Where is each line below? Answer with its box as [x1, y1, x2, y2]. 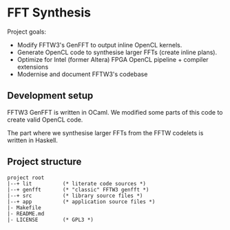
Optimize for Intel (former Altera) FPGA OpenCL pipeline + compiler [17, 55, 209, 63]
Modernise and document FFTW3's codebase [17, 70, 148, 78]
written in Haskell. [7, 136, 59, 144]
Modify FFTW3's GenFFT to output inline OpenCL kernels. [17, 41, 182, 49]
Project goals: [7, 27, 47, 36]
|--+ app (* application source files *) [7, 198, 156, 205]
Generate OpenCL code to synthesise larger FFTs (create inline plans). [17, 48, 218, 56]
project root [7, 174, 45, 181]
